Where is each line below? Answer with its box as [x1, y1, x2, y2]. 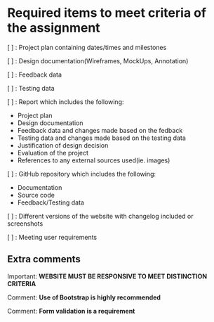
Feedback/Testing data [17, 198, 84, 207]
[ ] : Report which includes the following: [7, 97, 124, 106]
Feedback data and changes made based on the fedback [17, 126, 183, 134]
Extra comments [7, 253, 81, 265]
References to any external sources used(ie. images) [17, 156, 170, 165]
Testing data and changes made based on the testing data [17, 134, 186, 142]
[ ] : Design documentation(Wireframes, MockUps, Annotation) [7, 56, 189, 65]
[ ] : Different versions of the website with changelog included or [7, 212, 194, 220]
